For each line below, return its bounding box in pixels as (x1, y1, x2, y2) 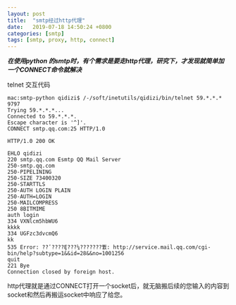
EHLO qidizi (7, 150, 42, 157)
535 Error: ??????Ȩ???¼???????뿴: (7, 244, 111, 251)
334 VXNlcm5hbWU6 (7, 218, 58, 225)
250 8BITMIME (7, 206, 46, 213)
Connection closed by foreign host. (7, 268, 115, 275)
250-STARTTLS (7, 181, 46, 188)
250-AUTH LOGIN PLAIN (7, 187, 71, 194)
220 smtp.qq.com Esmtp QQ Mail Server (7, 156, 121, 163)
